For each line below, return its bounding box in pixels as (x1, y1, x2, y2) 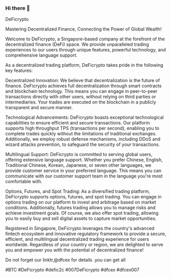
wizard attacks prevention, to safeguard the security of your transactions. (5, 141, 160, 147)
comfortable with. (5, 179, 42, 185)
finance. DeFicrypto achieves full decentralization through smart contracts (5, 83, 162, 89)
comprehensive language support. (5, 52, 78, 58)
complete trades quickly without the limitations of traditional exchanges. (5, 131, 157, 137)
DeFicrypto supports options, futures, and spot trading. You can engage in (5, 194, 162, 200)
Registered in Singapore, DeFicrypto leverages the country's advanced (5, 225, 155, 232)
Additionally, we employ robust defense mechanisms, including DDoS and (5, 136, 161, 142)
